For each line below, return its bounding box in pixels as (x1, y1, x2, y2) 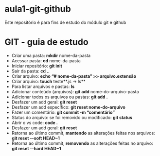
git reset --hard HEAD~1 (11, 145, 61, 151)
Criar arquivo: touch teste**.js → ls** (11, 78, 86, 84)
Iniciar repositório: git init (11, 63, 63, 69)
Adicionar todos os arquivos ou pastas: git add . (11, 94, 108, 100)
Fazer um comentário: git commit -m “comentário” (11, 109, 115, 115)
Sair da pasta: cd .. (11, 68, 50, 74)
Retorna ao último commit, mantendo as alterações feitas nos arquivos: (11, 130, 155, 136)
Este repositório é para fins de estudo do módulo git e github (4, 19, 126, 25)
